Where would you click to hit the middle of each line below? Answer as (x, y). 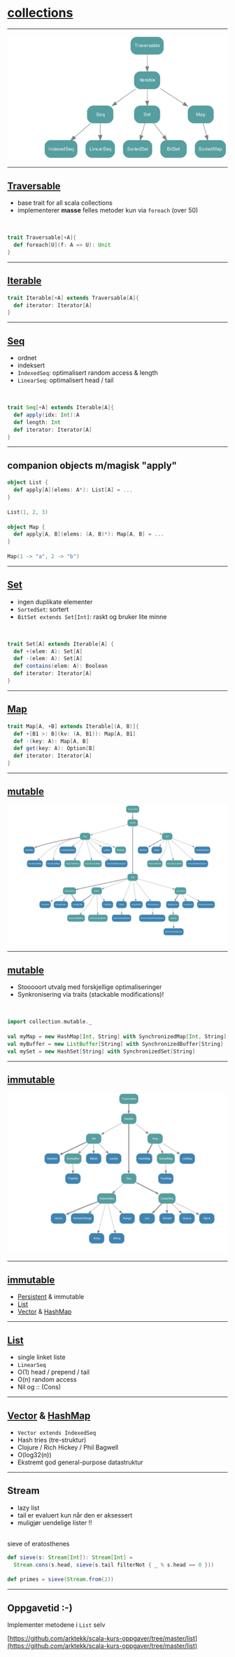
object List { (28, 483)
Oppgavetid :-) (40, 1608)
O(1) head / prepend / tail (53, 1372)
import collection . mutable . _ (50, 1022)
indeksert (31, 365)
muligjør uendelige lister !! (55, 1522)
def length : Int (37, 422)
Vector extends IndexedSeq (57, 1433)
